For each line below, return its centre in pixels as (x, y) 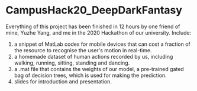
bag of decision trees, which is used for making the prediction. (90, 75)
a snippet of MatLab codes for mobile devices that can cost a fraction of (102, 44)
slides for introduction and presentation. (63, 81)
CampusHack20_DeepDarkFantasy (94, 10)
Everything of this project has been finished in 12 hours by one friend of (93, 26)
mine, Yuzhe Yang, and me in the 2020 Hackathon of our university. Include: (98, 32)
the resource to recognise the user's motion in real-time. (83, 50)
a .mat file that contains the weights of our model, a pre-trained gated (99, 69)
